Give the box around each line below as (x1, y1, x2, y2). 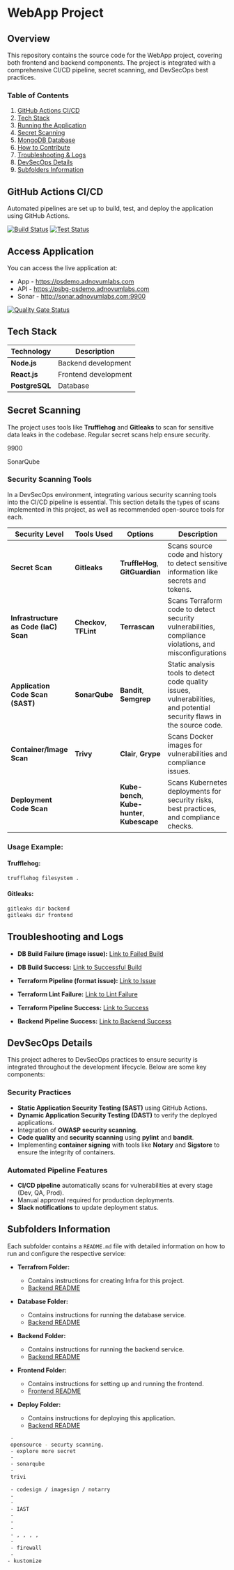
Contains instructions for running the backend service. (27, 1345, 185, 1353)
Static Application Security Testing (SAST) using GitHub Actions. (17, 1104, 208, 1112)
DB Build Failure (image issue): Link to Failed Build (17, 949, 164, 958)
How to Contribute (17, 143, 71, 152)
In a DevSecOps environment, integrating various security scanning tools (7, 490, 217, 499)
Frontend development (58, 369, 132, 379)
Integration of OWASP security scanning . (17, 1126, 138, 1134)
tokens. (167, 584, 192, 594)
